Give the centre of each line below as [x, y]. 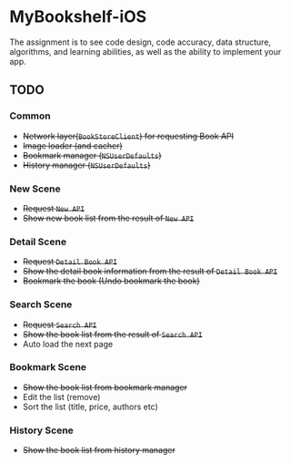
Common [30, 116]
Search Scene [41, 304]
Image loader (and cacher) [72, 145]
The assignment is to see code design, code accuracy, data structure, [140, 42]
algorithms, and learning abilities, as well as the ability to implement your [145, 51]
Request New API [53, 208]
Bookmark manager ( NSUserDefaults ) [92, 155]
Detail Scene [38, 242]
